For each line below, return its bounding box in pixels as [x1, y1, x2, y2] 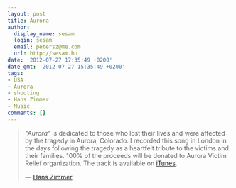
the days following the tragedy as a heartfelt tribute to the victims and [24, 143, 230, 153]
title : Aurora [7, 17, 50, 24]
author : [7, 23, 31, 31]
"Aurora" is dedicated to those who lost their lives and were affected [24, 128, 225, 137]
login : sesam [14, 37, 53, 44]
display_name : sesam [14, 30, 75, 38]
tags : [7, 70, 23, 77]
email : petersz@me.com [14, 43, 81, 50]
